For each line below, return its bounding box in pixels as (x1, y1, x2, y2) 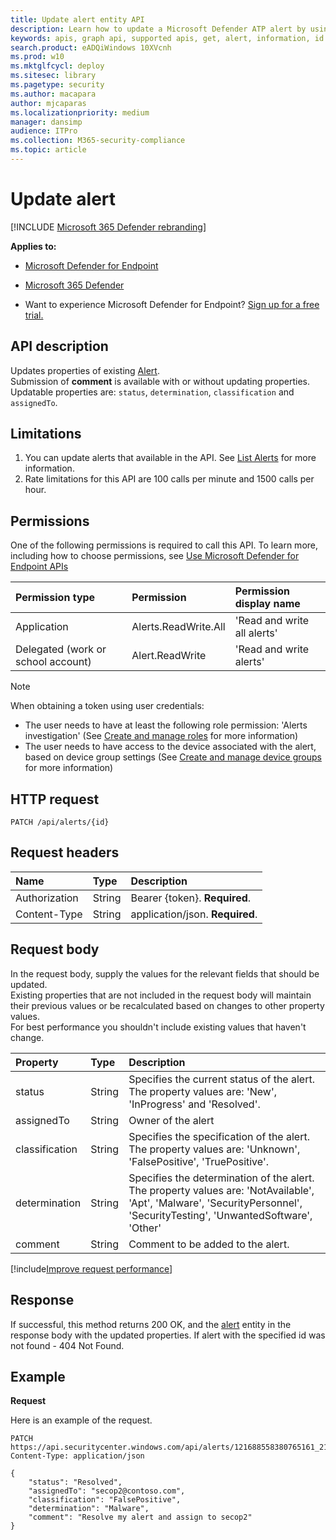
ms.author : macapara (10, 89, 97, 99)
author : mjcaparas (10, 98, 87, 108)
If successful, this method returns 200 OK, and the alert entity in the (10, 1318, 292, 1330)
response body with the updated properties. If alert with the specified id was (10, 1329, 326, 1341)
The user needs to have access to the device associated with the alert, (24, 741, 317, 753)
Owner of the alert (128, 1113, 215, 1127)
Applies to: (10, 240, 57, 252)
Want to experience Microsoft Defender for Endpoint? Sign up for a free (24, 298, 320, 310)
